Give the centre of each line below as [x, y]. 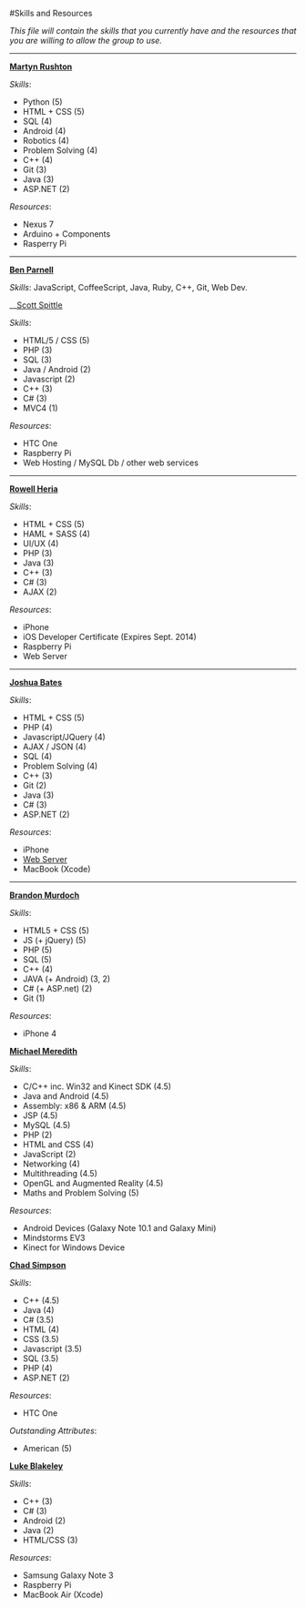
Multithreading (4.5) [60, 1173]
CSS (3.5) [41, 1339]
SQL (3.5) [41, 1359]
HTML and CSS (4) [58, 1145]
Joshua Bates [36, 682]
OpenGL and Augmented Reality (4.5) [93, 1183]
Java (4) [38, 1310]
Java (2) [38, 1530]
